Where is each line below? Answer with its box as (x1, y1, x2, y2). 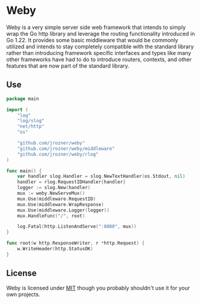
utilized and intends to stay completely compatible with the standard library (6, 43, 194, 50)
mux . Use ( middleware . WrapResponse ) (17, 201, 104, 207)
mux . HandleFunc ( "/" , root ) (17, 213, 85, 219)
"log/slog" (17, 118, 45, 124)
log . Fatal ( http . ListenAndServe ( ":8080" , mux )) (17, 224, 137, 230)
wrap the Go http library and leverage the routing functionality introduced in (6, 30, 196, 37)
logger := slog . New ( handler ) (17, 185, 91, 191)
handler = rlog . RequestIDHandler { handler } (17, 179, 126, 185)
